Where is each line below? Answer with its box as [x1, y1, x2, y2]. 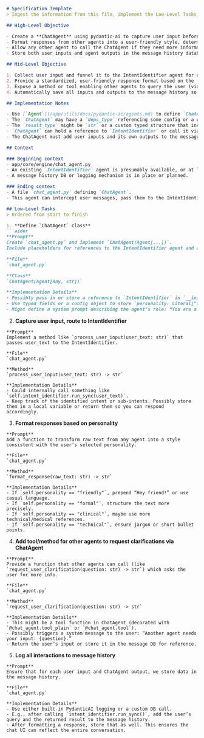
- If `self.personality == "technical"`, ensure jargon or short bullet [6, 522, 194, 528]
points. [6, 526, 26, 533]
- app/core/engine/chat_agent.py [6, 161, 91, 167]
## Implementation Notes [6, 100, 69, 106]
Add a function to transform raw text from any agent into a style [6, 436, 181, 443]
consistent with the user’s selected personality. [6, 441, 137, 448]
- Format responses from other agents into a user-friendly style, [6, 39, 181, 45]
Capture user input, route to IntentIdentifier [15, 317, 127, 325]
